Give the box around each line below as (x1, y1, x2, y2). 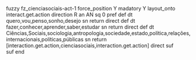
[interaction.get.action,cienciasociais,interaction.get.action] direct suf (6, 42, 174, 49)
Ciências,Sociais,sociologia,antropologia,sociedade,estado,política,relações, (6, 30, 191, 37)
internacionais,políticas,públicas (6, 36, 84, 43)
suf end (6, 48, 25, 55)
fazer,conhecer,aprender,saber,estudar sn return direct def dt (6, 23, 154, 30)
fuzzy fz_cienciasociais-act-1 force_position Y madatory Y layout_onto (6, 5, 176, 12)
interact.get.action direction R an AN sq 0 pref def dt (6, 11, 133, 18)
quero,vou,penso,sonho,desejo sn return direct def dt (6, 17, 136, 24)
